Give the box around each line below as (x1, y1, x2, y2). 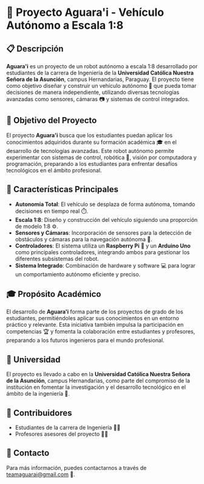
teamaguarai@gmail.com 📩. (6, 471, 75, 478)
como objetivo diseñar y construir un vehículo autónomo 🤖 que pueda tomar (6, 82, 197, 89)
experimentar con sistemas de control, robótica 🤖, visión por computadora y (6, 154, 197, 161)
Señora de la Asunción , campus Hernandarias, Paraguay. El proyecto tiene (6, 76, 194, 83)
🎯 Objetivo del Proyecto (6, 115, 97, 126)
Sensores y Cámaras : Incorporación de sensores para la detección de (15, 229, 192, 237)
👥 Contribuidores (6, 408, 72, 418)
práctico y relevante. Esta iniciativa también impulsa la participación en (6, 321, 184, 329)
